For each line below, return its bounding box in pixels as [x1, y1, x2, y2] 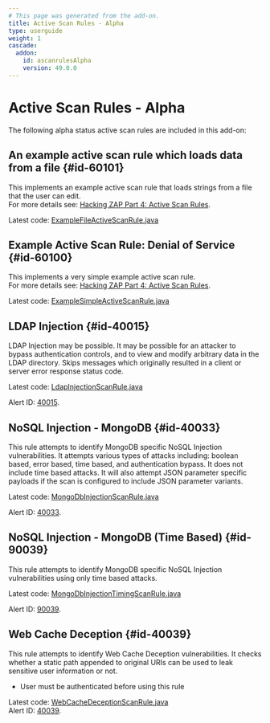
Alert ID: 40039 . [8, 705, 62, 715]
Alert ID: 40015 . [8, 398, 60, 407]
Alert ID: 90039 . [8, 604, 62, 614]
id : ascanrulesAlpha [22, 57, 92, 65]
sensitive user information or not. [8, 666, 118, 676]
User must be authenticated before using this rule [19, 681, 185, 691]
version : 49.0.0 [22, 64, 78, 72]
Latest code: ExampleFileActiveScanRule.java [8, 214, 159, 225]
